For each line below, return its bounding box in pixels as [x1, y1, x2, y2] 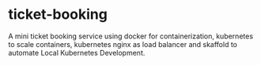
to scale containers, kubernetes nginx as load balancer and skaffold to [8, 39, 237, 49]
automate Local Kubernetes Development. [8, 48, 146, 57]
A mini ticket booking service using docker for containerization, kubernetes [8, 31, 254, 41]
